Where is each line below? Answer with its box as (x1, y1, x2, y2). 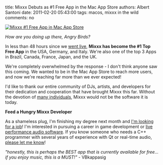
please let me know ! (5, 139, 46, 145)
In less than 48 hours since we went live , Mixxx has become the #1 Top (5, 43, 151, 49)
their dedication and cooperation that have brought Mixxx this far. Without (5, 89, 155, 94)
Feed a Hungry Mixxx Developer (5, 109, 72, 115)
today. (5, 99, 18, 105)
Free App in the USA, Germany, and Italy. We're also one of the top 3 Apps (5, 49, 157, 54)
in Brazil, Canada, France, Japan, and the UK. (5, 54, 98, 60)
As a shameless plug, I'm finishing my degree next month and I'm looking (5, 119, 154, 124)
